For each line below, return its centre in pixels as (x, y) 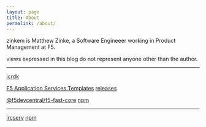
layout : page (23, 12)
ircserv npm (21, 118)
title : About (23, 18)
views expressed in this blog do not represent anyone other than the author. (102, 59)
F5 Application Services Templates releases (62, 89)
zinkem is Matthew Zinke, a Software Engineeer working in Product (91, 41)
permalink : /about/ (31, 23)
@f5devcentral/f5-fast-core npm (48, 100)
